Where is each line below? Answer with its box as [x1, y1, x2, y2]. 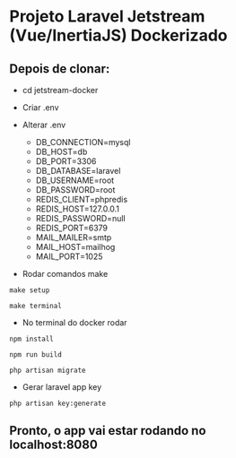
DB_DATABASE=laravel [35, 166, 121, 176]
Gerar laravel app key [22, 382, 102, 392]
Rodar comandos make [22, 269, 109, 279]
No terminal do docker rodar [22, 317, 127, 328]
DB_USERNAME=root [35, 175, 115, 186]
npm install [9, 334, 54, 343]
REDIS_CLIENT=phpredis [35, 194, 128, 204]
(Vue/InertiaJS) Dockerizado [9, 25, 228, 46]
